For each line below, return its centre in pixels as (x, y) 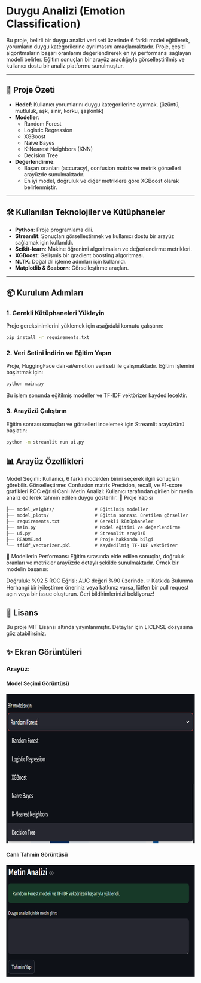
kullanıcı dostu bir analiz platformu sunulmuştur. (65, 65)
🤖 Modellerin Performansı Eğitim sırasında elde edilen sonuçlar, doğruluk (96, 557)
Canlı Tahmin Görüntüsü (37, 855)
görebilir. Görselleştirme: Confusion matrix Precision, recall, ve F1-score (95, 485)
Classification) (43, 24)
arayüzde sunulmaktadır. (54, 174)
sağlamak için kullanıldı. (44, 242)
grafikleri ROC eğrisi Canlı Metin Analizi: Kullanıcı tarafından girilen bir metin (100, 491)
